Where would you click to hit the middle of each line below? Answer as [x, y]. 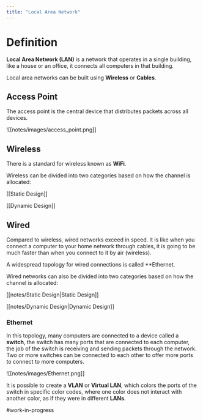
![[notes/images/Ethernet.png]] [46, 374]
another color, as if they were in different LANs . [66, 399]
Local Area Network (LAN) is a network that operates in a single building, [99, 59]
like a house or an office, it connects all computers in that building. [90, 65]
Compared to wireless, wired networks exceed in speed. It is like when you [101, 240]
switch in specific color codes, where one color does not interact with [94, 392]
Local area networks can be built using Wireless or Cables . [81, 78]
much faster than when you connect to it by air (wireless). [79, 252]
